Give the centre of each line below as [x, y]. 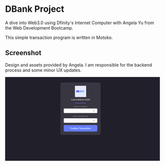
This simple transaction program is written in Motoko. [59, 37]
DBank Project [35, 9]
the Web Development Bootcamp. [39, 28]
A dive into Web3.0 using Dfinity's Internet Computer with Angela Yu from [80, 23]
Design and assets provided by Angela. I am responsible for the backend [79, 65]
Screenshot [23, 53]
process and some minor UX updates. [43, 70]
